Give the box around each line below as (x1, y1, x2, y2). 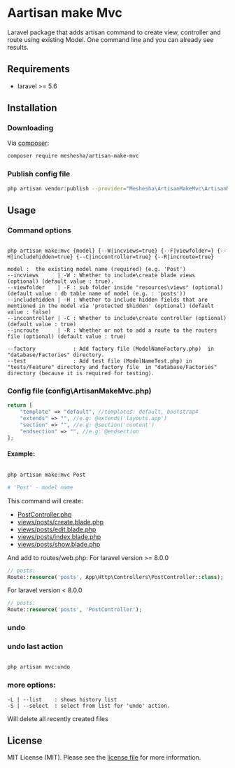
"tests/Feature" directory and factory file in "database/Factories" (7, 364, 218, 371)
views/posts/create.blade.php (17, 517, 104, 526)
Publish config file (7, 169, 71, 179)
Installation (7, 102, 57, 114)
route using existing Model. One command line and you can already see (7, 35, 214, 43)
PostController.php (17, 510, 72, 519)
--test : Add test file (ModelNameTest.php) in (7, 358, 192, 365)
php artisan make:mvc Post (7, 471, 86, 478)
